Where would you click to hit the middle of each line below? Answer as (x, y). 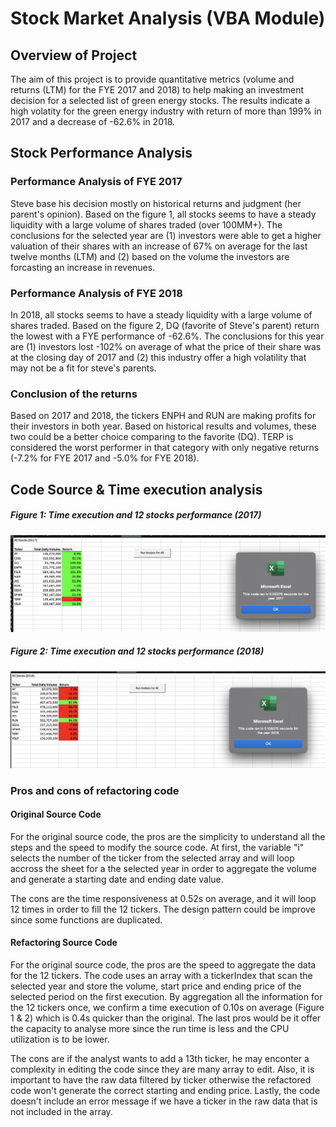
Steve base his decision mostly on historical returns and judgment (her (156, 203)
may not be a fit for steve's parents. (83, 368)
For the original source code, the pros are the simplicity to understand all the (168, 836)
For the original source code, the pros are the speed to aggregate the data (163, 965)
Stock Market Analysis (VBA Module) (168, 18)
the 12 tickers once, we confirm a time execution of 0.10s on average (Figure (167, 1007)
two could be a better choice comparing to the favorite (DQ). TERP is (152, 437)
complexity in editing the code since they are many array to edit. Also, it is (162, 1069)
